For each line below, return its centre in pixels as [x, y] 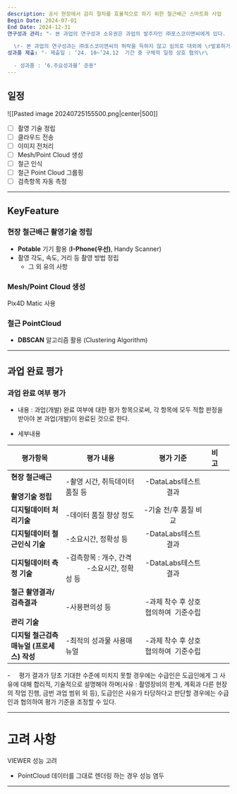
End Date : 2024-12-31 [39, 27]
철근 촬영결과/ [33, 592]
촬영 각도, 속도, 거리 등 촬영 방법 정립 [68, 257]
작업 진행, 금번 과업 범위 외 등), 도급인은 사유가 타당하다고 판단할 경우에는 [115, 693]
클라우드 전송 [36, 137]
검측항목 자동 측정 [42, 182]
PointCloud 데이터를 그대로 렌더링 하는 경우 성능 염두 [91, 776]
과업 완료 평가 [35, 371]
